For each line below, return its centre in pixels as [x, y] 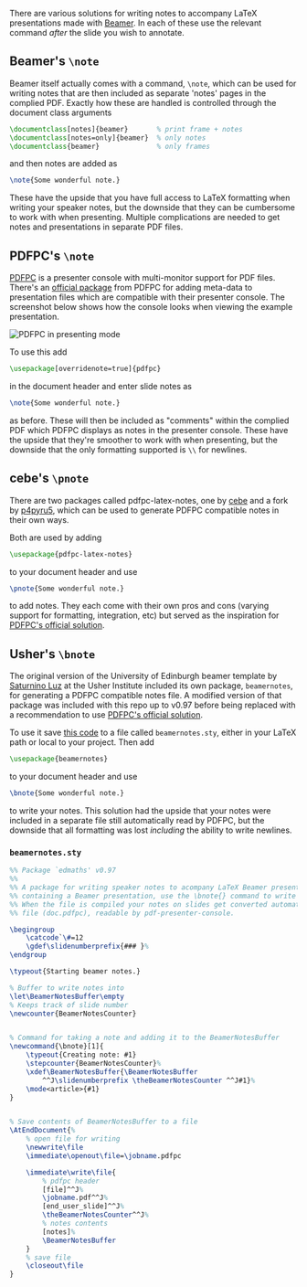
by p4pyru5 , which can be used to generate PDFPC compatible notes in [144, 510]
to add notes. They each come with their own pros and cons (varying [139, 606]
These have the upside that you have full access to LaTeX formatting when [150, 198]
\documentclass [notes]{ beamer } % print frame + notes [127, 129]
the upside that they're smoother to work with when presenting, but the [144, 440]
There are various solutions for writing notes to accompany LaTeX [133, 13]
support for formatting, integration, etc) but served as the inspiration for [144, 615]
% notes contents [75, 1224]
